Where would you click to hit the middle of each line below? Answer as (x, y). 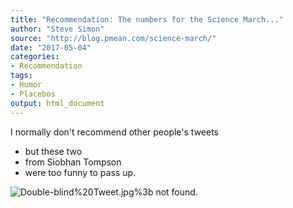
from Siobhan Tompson (73, 162)
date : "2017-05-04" (51, 47)
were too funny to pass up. (80, 172)
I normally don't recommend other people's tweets (114, 132)
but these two (53, 151)
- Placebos (33, 94)
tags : (21, 76)
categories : (35, 57)
